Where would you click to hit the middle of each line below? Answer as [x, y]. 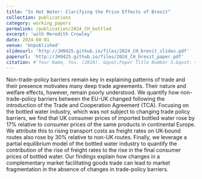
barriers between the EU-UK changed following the [102, 99]
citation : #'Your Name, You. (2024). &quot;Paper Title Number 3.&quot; [99, 62]
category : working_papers [38, 23]
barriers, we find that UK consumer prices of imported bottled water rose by [101, 118]
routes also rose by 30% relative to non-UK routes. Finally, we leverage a [97, 137]
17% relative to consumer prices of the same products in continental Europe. [101, 124]
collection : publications [38, 17]
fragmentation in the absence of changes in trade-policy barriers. [87, 169]
